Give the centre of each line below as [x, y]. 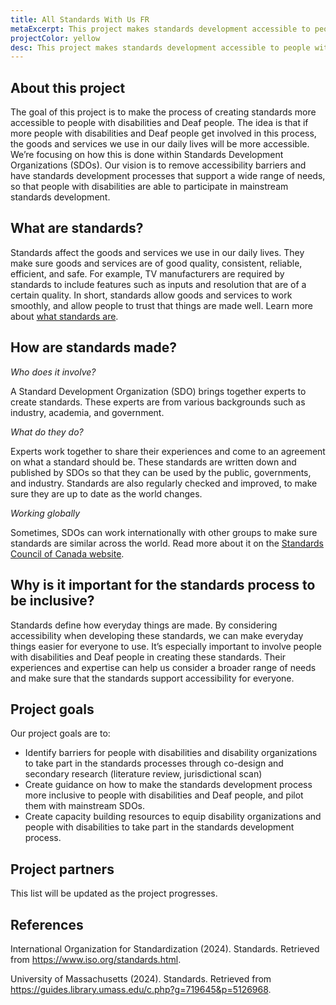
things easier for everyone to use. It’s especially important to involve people [166, 646]
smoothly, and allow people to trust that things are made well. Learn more [162, 305]
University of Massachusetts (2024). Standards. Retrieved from [141, 978]
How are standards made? [93, 347]
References [47, 924]
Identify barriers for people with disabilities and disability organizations [171, 753]
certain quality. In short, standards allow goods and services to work [151, 295]
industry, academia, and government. [87, 412]
